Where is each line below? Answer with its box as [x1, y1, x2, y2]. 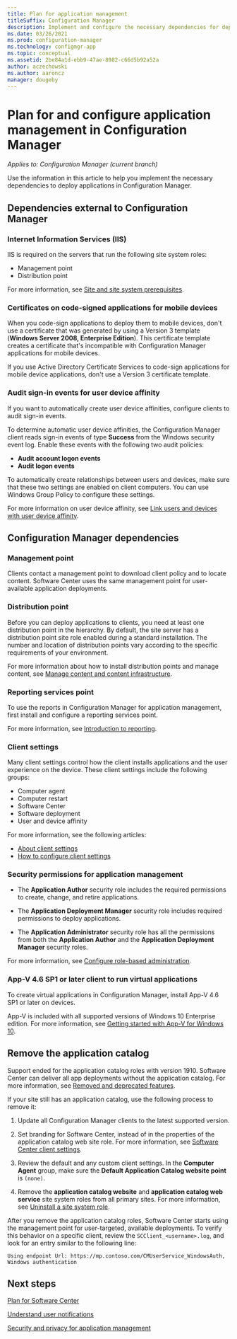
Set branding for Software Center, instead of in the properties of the [17, 1130, 215, 1138]
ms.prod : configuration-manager [7, 37, 102, 44]
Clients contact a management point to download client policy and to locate [7, 569, 227, 577]
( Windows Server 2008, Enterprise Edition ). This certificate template [7, 334, 211, 343]
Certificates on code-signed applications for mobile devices [7, 302, 218, 312]
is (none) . [17, 1173, 46, 1182]
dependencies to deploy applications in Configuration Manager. [7, 181, 193, 190]
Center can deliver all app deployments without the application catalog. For [7, 1074, 226, 1082]
